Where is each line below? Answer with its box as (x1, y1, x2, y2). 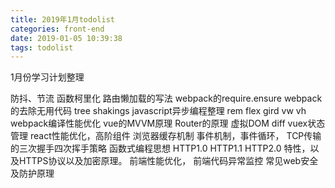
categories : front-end (10, 24, 105, 34)
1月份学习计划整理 (10, 71, 85, 83)
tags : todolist (10, 42, 74, 53)
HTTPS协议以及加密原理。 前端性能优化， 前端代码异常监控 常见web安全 (18, 155, 319, 167)
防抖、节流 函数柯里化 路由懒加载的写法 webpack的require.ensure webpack (10, 92, 323, 105)
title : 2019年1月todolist (10, 14, 115, 25)
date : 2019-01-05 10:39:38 (10, 33, 123, 43)
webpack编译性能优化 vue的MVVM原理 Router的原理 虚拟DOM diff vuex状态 (10, 117, 326, 130)
